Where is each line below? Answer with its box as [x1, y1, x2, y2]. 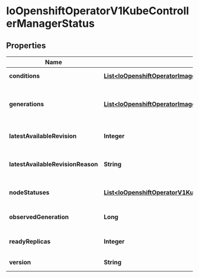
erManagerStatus [6, 17, 95, 30]
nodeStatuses [9, 188, 50, 197]
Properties [6, 40, 46, 50]
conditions [9, 72, 40, 80]
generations [9, 100, 44, 108]
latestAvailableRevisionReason [9, 160, 98, 168]
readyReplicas [9, 238, 51, 245]
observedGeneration [9, 213, 69, 221]
